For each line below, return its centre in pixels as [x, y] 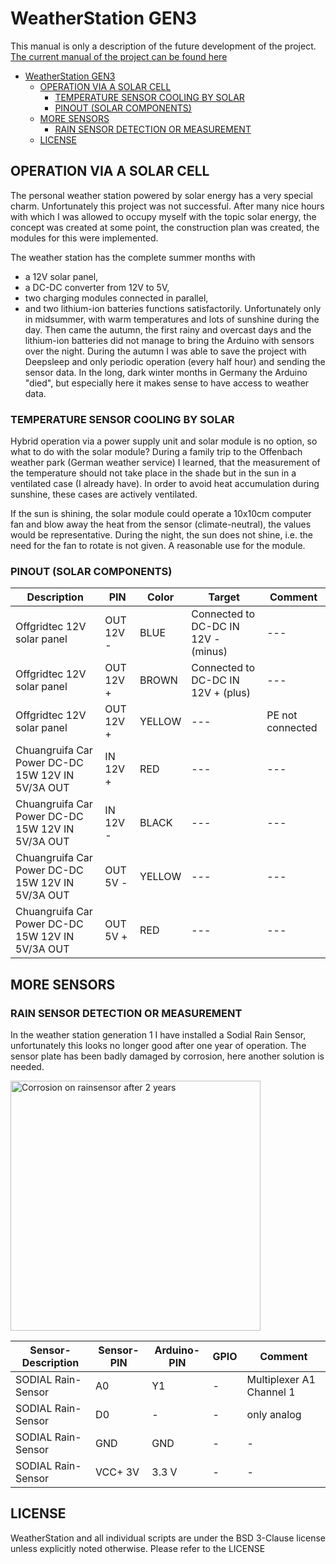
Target [224, 597]
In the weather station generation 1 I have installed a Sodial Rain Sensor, [158, 1035]
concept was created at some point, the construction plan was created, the [165, 227]
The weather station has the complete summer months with [133, 257]
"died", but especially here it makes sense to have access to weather [167, 383]
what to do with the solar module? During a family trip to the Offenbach [156, 452]
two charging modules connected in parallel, [116, 298]
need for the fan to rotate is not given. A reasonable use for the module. [158, 546]
